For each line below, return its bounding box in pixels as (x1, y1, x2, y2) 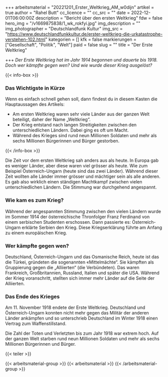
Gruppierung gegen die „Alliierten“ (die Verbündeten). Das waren (5, 264, 139, 270)
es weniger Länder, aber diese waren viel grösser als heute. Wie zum (5, 163, 148, 169)
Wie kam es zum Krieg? (5, 197, 64, 204)
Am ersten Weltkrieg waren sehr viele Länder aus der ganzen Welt (12, 111, 149, 117)
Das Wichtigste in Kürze (5, 84, 65, 91)
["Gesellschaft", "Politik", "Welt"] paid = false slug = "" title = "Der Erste (5, 42, 153, 47)
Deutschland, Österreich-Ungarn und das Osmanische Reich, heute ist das (5, 254, 159, 260)
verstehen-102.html (5, 36, 46, 42)
